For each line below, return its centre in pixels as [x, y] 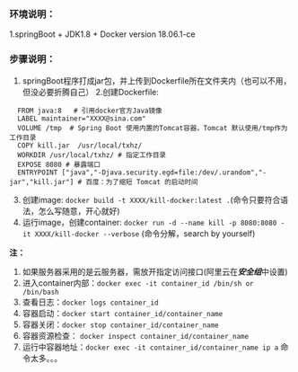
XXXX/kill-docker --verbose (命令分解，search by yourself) [145, 233]
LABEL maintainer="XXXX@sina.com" [82, 119]
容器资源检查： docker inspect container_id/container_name [136, 335]
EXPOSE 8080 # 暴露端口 [59, 164]
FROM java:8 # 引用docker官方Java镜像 [90, 111]
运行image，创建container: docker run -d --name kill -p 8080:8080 [149, 222]
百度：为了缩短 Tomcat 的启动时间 [142, 182]
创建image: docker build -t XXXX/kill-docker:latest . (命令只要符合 [151, 199]
